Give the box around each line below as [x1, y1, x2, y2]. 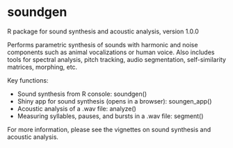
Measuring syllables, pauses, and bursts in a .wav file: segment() [17, 112, 204, 120]
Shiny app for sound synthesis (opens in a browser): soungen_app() [17, 97, 212, 105]
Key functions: [7, 76, 49, 84]
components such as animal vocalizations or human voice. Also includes [7, 48, 215, 56]
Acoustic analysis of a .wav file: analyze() [17, 104, 137, 113]
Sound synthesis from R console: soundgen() [17, 90, 147, 98]
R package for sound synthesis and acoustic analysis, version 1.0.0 [7, 27, 200, 35]
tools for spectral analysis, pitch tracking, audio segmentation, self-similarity [7, 55, 226, 63]
